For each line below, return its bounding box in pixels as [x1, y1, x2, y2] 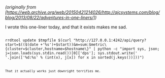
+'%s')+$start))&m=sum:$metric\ [40, 42, 107, 47]
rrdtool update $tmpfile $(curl [5, 38, 71, 43]
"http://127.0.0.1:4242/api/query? [73, 38, 147, 43]
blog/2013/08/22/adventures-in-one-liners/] [5, 15, 95, 20]
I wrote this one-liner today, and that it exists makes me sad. [5, 24, 127, 30]
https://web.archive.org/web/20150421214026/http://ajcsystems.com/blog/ [6, 9, 160, 15]
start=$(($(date [5, 42, 38, 47]
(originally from [5, 4, 36, 10]
